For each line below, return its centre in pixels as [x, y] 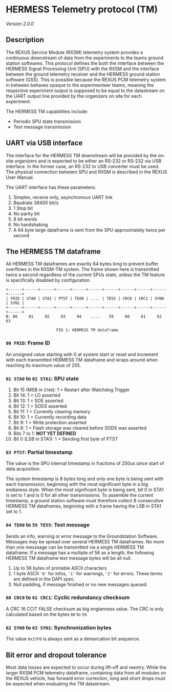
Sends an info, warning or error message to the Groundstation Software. [82, 536]
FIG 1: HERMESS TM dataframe [87, 330]
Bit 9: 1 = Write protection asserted [50, 422]
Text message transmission [42, 126]
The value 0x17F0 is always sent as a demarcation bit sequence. [73, 639]
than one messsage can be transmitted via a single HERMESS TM [75, 547]
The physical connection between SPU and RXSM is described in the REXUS [87, 172]
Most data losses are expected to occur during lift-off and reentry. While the [86, 667]
